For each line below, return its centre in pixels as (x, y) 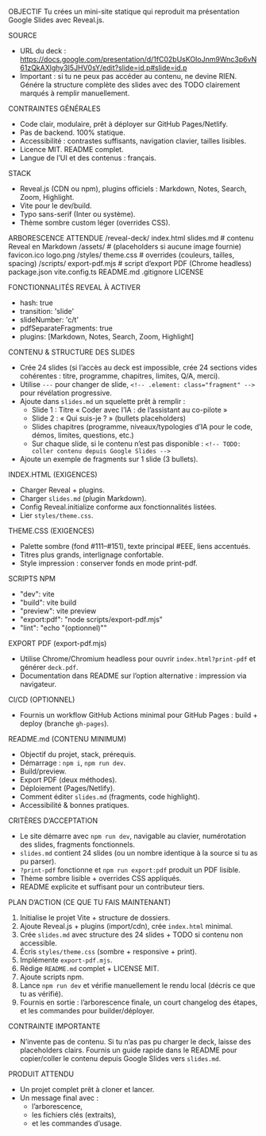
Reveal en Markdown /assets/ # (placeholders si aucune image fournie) (125, 247)
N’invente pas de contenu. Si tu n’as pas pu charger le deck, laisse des (135, 1042)
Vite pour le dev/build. (56, 206)
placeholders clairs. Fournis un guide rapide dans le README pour (128, 1050)
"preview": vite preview (58, 611)
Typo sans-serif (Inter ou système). (77, 214)
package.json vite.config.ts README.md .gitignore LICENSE (106, 272)
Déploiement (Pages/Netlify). (67, 788)
